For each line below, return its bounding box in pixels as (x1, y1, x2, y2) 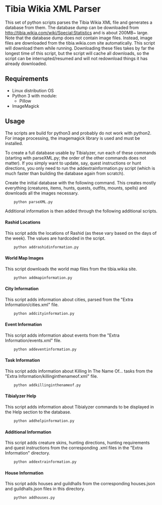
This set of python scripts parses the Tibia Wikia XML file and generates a (5, 19, 152, 25)
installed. (5, 140, 23, 146)
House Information (5, 470, 44, 476)
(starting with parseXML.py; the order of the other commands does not (5, 155, 147, 161)
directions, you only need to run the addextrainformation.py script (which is (5, 165, 156, 171)
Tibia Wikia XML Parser (5, 3, 101, 15)
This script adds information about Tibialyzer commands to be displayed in (5, 404, 154, 410)
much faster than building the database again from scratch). (5, 170, 125, 176)
